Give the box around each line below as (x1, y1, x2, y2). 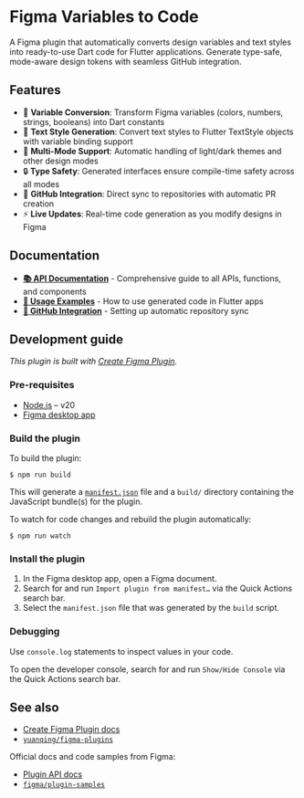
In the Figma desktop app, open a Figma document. (22, 573, 217, 584)
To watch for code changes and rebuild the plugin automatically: (9, 513, 252, 524)
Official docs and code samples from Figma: (9, 751, 176, 762)
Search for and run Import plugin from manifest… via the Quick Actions (22, 583, 293, 594)
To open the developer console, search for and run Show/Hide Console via (9, 664, 286, 675)
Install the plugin (9, 552, 85, 565)
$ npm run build (9, 470, 71, 479)
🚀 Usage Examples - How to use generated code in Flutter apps (22, 295, 264, 307)
